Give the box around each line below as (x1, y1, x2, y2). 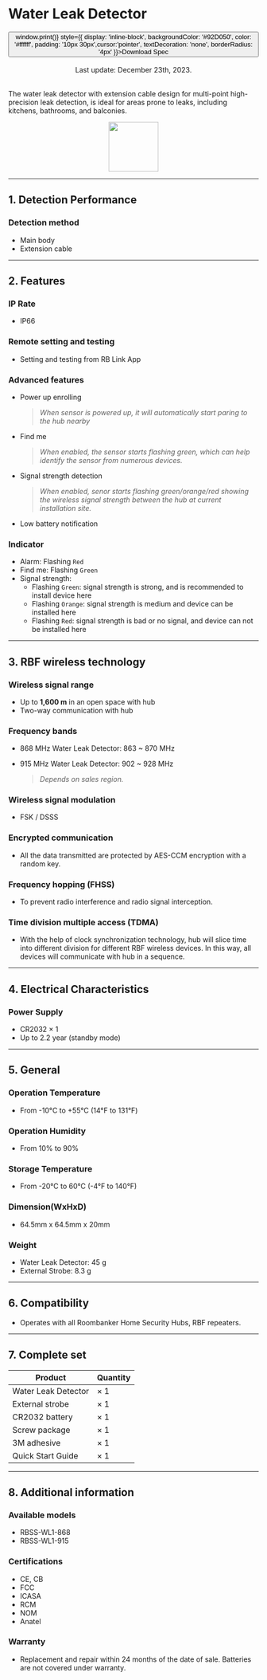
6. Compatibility (8, 1297, 90, 1310)
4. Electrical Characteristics (8, 982, 149, 996)
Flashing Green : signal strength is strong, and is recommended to (31, 583, 244, 592)
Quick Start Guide (12, 1450, 79, 1461)
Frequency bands (8, 725, 78, 736)
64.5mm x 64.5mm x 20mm (19, 1219, 110, 1229)
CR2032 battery (12, 1411, 73, 1423)
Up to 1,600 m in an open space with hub (19, 697, 156, 706)
